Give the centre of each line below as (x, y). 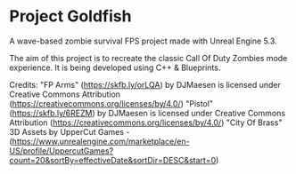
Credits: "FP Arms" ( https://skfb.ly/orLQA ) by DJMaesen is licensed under (145, 84)
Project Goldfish (70, 16)
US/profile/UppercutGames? (62, 150)
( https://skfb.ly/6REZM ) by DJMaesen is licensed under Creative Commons (148, 113)
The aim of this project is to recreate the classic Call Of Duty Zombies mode (148, 58)
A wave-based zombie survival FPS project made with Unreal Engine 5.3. (144, 41)
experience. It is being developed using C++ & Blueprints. (115, 67)
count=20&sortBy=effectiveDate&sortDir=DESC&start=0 (113, 160)
